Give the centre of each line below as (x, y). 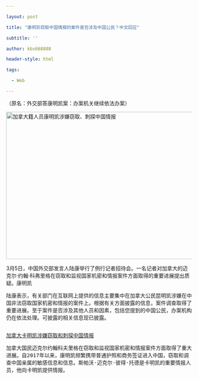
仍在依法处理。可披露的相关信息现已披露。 (58, 317)
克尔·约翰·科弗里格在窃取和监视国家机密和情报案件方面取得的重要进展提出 (95, 275)
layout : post (22, 17)
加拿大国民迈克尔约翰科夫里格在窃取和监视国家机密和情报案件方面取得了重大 (99, 348)
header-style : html (30, 60)
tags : (13, 70)
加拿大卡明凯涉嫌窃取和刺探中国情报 (50, 335)
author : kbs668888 (29, 49)
